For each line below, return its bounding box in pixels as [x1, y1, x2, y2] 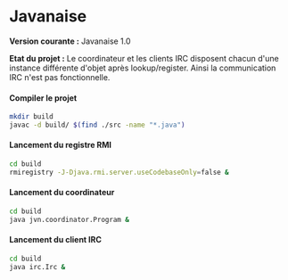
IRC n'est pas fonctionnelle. [9, 71, 111, 82]
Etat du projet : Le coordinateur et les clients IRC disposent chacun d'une [9, 53, 279, 63]
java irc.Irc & [9, 262, 66, 271]
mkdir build [9, 112, 53, 121]
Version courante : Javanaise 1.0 [9, 36, 131, 46]
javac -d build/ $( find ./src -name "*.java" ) [9, 120, 185, 130]
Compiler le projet [9, 92, 78, 103]
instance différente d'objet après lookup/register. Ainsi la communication [9, 62, 276, 73]
